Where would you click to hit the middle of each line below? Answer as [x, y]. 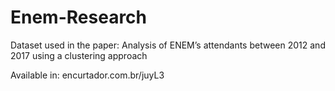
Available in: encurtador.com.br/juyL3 [87, 75]
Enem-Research [79, 17]
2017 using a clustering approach [79, 55]
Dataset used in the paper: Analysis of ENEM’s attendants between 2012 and [168, 45]
